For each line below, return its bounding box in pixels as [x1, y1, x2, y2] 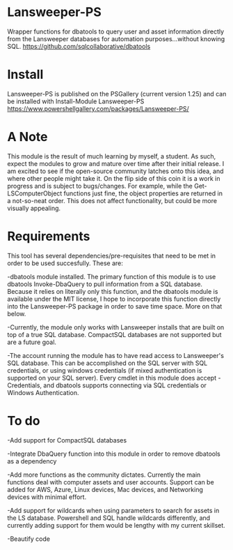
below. [7, 309, 26, 318]
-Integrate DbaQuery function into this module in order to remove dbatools [7, 449, 220, 458]
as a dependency [7, 456, 57, 465]
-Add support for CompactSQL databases [7, 436, 127, 444]
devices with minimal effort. [7, 493, 87, 501]
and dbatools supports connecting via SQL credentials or [43, 381, 207, 389]
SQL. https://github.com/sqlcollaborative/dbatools [7, 42, 151, 50]
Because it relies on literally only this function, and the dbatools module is [7, 287, 218, 295]
